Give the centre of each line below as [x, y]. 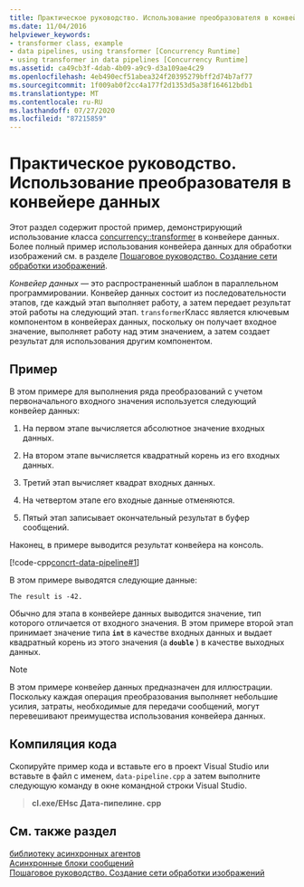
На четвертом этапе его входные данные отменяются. [128, 500]
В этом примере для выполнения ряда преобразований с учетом [136, 391]
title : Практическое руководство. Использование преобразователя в [139, 18]
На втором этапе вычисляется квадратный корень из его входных [151, 455]
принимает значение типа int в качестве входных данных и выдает [141, 632]
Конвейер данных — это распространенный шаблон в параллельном [144, 284]
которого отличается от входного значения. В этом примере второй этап [152, 622]
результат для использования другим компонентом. [111, 342]
